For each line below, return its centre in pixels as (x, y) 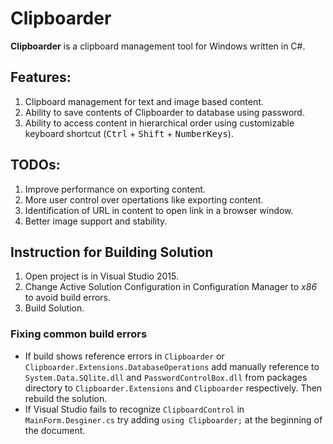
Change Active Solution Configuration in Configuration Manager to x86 (171, 287)
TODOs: (35, 165)
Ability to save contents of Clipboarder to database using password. (164, 112)
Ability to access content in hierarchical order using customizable (159, 123)
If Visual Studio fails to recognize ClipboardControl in (134, 409)
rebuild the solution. (66, 398)
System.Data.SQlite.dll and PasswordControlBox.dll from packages (166, 377)
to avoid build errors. (68, 298)
